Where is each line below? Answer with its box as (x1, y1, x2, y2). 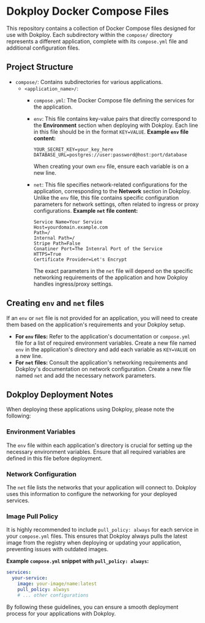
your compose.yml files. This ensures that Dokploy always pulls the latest (6, 532, 188, 540)
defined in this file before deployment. (6, 454, 103, 462)
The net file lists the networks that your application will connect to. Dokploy (6, 483, 197, 491)
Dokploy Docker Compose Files (6, 4, 170, 18)
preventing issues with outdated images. (6, 546, 109, 553)
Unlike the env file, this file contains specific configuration (33, 194, 179, 201)
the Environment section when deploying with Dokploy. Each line (33, 121, 199, 129)
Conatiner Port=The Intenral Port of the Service (33, 245, 163, 252)
